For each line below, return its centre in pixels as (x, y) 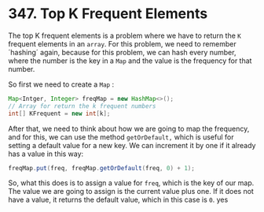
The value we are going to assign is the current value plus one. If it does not (131, 192)
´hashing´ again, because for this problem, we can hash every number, (122, 52)
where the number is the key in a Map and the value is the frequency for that (130, 61)
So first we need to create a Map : (61, 84)
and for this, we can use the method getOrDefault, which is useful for (121, 137)
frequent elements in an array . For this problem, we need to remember (123, 43)
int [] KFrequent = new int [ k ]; (59, 113)
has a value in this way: (46, 154)
